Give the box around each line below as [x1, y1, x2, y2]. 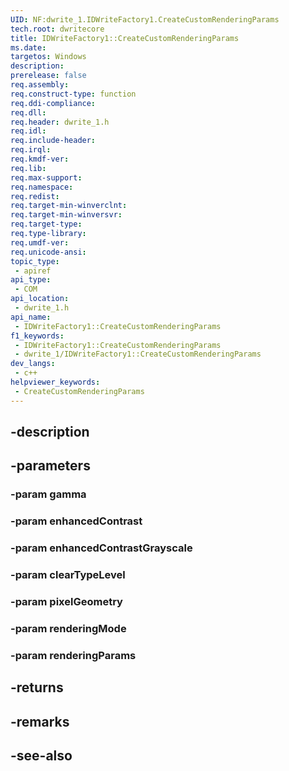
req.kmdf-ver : [10, 154, 70, 164]
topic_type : [10, 256, 60, 266]
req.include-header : [10, 136, 97, 146]
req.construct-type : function [10, 89, 137, 99]
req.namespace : [10, 182, 74, 192]
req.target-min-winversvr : [10, 210, 123, 220]
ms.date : [10, 42, 47, 53]
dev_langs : [10, 359, 56, 369]
